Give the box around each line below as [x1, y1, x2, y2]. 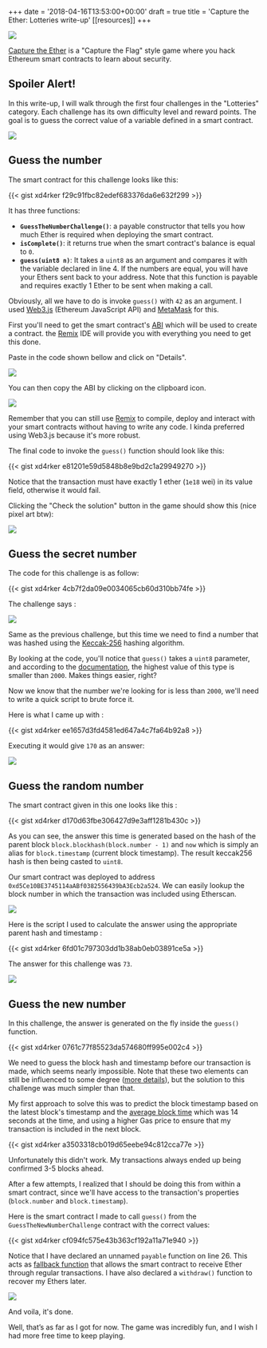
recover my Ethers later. [8, 1277, 87, 1287]
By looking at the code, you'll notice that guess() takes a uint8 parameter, [8, 654, 250, 664]
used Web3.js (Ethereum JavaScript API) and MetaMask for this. [8, 304, 219, 314]
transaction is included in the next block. [8, 1124, 142, 1134]
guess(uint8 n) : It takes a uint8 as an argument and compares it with [19, 255, 248, 264]
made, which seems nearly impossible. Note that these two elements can [8, 1066, 249, 1076]
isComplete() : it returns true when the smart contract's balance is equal [19, 238, 256, 248]
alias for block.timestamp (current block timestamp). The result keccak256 [8, 848, 253, 858]
